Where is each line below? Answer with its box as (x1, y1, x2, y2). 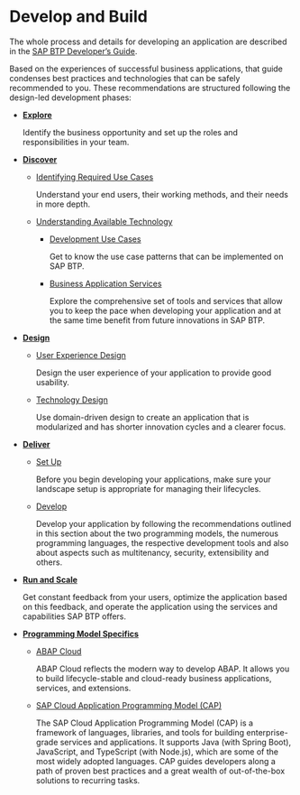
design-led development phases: (9, 92, 132, 103)
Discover (22, 153, 58, 164)
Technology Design (35, 394, 108, 405)
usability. (35, 376, 70, 387)
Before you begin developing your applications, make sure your (35, 474, 272, 485)
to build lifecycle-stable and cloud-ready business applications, (35, 672, 272, 683)
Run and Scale (22, 574, 78, 585)
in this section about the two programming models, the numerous (35, 528, 279, 539)
